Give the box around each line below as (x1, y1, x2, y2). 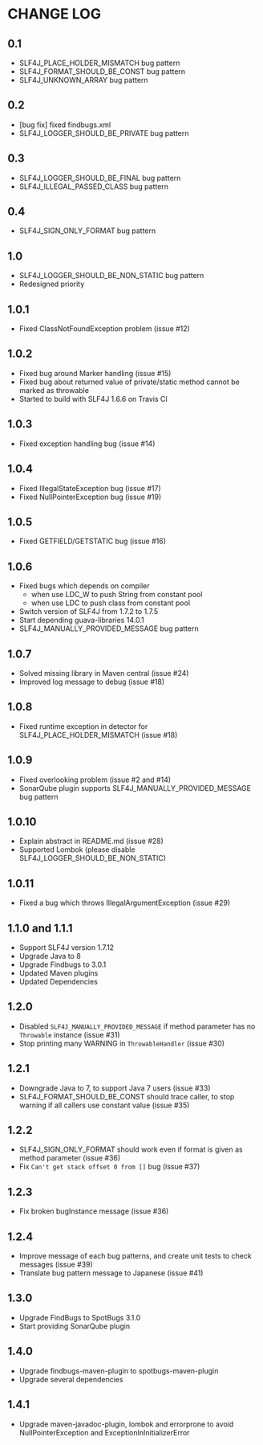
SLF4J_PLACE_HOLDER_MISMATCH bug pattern (18, 58, 180, 68)
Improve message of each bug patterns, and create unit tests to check (18, 1251, 252, 1261)
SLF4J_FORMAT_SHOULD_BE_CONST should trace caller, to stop (18, 1091, 235, 1101)
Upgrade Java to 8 (18, 952, 81, 960)
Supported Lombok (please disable (18, 845, 136, 854)
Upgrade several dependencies (18, 1374, 123, 1384)
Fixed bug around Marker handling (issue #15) (18, 368, 172, 378)
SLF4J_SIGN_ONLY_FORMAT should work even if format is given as (18, 1144, 243, 1154)
